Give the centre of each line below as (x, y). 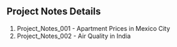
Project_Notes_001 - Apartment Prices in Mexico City (93, 28)
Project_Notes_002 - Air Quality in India (74, 36)
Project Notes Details (54, 12)
